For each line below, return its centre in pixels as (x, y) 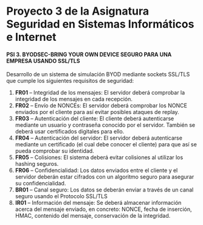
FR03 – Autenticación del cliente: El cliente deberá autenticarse (95, 119)
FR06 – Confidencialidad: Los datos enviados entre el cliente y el (96, 170)
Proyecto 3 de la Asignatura (78, 11)
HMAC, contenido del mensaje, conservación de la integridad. (93, 216)
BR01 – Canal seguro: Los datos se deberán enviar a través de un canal (104, 190)
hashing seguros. (37, 164)
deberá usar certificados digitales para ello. (70, 132)
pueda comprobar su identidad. (54, 151)
